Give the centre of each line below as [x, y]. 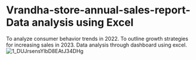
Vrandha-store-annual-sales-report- [98, 10]
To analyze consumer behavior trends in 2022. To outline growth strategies [97, 38]
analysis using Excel [82, 22]
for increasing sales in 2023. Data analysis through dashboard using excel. [97, 45]
